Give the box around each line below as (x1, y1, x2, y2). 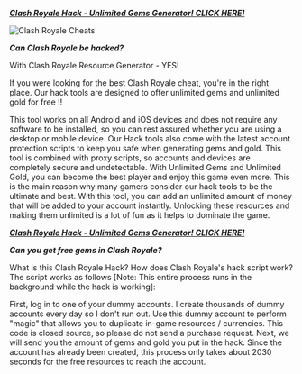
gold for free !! (9, 96, 63, 107)
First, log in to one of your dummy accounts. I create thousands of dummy (9, 299, 285, 309)
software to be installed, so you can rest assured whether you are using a (9, 123, 282, 134)
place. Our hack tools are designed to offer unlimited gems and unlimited (9, 87, 280, 97)
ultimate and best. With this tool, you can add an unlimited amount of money (9, 191, 293, 201)
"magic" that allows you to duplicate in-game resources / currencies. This (9, 318, 284, 328)
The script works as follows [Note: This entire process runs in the (9, 272, 252, 282)
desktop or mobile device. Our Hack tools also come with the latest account (9, 133, 291, 143)
